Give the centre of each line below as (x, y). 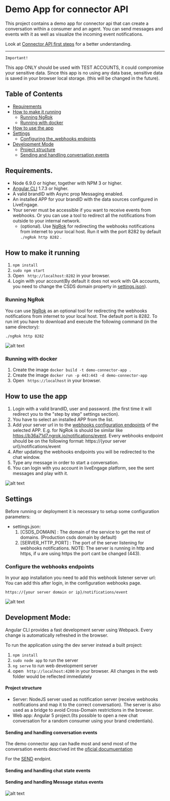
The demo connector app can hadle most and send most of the (71, 744)
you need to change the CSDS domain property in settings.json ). (80, 286)
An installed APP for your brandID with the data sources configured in (85, 199)
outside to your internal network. (47, 221)
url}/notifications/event (36, 446)
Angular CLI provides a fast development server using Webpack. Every (79, 630)
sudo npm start (29, 271)
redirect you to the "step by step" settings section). (66, 414)
